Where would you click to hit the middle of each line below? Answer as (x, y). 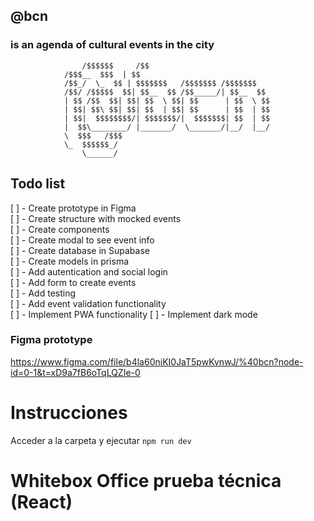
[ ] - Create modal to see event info (82, 240)
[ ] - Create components (60, 229)
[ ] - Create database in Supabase (80, 250)
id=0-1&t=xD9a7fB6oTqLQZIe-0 (75, 372)
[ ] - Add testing (43, 293)
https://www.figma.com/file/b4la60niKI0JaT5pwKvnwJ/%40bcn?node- (157, 361)
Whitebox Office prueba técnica (146, 480)
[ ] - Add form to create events (73, 282)
